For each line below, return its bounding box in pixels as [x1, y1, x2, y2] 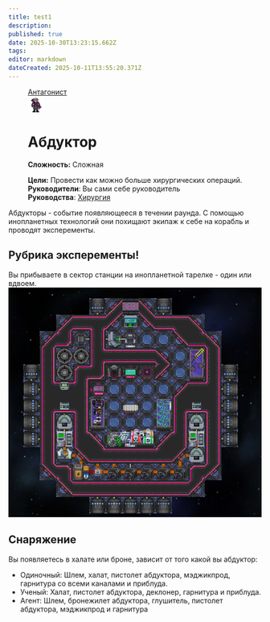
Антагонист [27, 87, 67, 97]
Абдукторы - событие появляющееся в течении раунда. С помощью [8, 208, 244, 218]
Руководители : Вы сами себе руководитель [27, 184, 181, 193]
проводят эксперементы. [8, 225, 96, 234]
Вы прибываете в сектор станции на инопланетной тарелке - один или [8, 270, 252, 280]
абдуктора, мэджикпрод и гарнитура [19, 604, 149, 614]
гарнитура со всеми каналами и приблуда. [19, 578, 168, 588]
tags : [8, 47, 27, 56]
